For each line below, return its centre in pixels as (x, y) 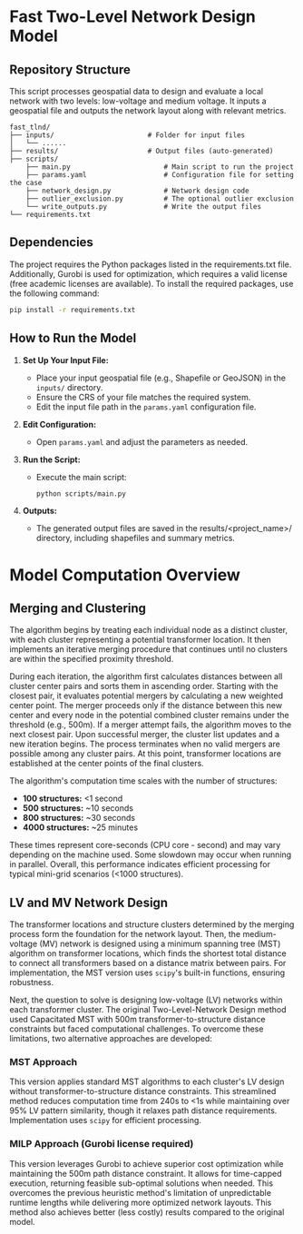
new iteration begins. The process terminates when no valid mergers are (145, 744)
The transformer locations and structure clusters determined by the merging (152, 924)
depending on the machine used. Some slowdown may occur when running (151, 854)
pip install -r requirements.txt (73, 310)
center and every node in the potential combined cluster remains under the (149, 716)
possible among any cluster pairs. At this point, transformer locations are (145, 754)
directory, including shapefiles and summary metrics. (136, 538)
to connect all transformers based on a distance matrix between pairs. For (148, 963)
